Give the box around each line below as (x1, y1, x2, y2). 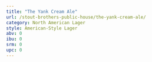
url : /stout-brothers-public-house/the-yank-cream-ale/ (6, 14, 146, 20)
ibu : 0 (6, 36, 22, 42)
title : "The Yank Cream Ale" (6, 8, 78, 15)
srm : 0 (6, 42, 22, 48)
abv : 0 (6, 31, 22, 37)
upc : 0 (6, 47, 22, 53)
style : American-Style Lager (6, 25, 78, 31)
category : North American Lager (6, 19, 85, 25)
